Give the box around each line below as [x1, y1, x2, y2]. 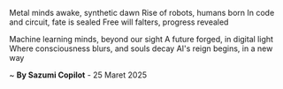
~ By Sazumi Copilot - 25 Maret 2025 [9, 70, 148, 80]
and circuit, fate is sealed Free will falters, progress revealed [9, 17, 229, 27]
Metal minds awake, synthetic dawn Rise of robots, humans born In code [9, 8, 275, 18]
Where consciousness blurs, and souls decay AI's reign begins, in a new [9, 43, 273, 54]
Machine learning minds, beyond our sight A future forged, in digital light [9, 34, 274, 44]
